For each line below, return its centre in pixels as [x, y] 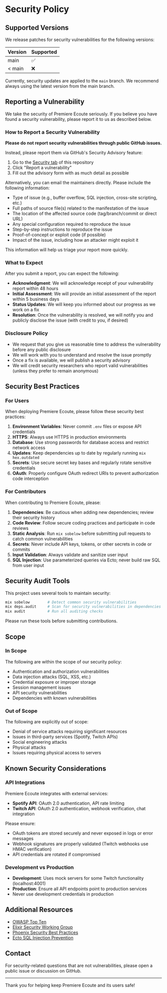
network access [29, 448]
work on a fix [26, 310]
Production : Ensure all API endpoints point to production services [80, 889]
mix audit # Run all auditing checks [54, 611]
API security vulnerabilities [40, 692]
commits [21, 549]
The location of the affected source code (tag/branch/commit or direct [84, 214]
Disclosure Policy [27, 333]
